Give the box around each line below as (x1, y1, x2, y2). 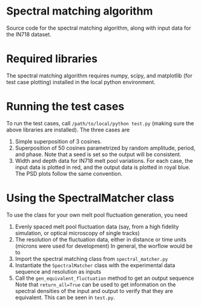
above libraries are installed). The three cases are (6, 126, 130, 133)
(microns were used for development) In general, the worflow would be (15, 242, 193, 249)
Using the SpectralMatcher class (6, 191, 174, 205)
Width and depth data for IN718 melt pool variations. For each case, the (15, 157, 193, 164)
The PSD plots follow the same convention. (15, 170, 123, 177)
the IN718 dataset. (6, 30, 51, 38)
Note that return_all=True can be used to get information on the (15, 280, 176, 288)
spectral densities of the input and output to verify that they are (15, 287, 174, 294)
